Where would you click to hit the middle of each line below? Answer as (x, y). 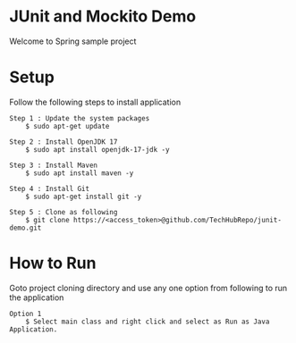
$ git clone (47, 220)
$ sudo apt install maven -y (80, 173)
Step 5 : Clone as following (63, 212)
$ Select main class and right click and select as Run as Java (148, 322)
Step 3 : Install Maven (54, 165)
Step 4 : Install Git (50, 188)
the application (37, 297)
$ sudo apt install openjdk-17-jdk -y (97, 149)
